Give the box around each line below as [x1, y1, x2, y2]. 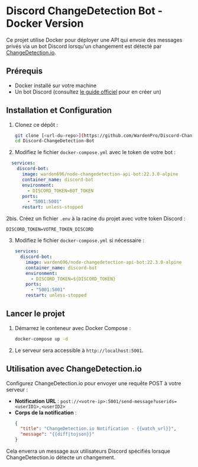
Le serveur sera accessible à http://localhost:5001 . [14, 347, 144, 354]
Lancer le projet [6, 309, 65, 319]
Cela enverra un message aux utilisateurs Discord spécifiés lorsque [6, 447, 170, 455]
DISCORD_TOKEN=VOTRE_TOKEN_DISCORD [6, 226, 94, 232]
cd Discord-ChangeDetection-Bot [14, 138, 95, 144]
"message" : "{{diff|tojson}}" [20, 431, 95, 437]
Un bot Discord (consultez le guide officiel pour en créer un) [14, 88, 161, 95]
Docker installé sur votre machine [14, 82, 97, 89]
